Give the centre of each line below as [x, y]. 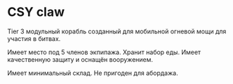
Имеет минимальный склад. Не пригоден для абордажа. [93, 73]
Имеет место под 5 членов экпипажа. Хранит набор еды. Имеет [104, 52]
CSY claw [36, 12]
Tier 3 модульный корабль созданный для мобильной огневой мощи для [117, 31]
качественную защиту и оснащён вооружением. [80, 59]
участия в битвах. [34, 38]
